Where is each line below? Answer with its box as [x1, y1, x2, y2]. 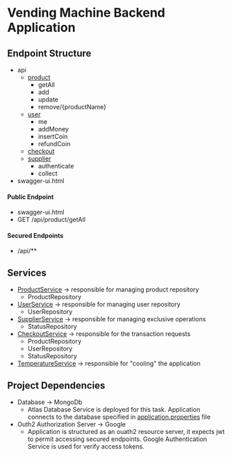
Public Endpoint [7, 193, 54, 201]
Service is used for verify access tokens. [27, 442, 144, 451]
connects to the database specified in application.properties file [27, 412, 210, 422]
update [38, 95, 59, 104]
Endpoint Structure [7, 47, 92, 59]
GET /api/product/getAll [17, 216, 85, 224]
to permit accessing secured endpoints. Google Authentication [27, 435, 207, 443]
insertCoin [38, 132, 68, 141]
